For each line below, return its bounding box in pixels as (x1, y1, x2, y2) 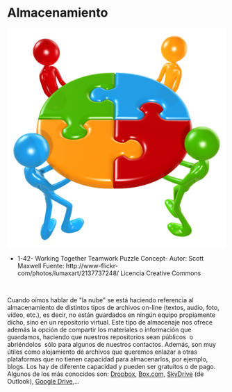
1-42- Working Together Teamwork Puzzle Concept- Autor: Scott (17, 254, 204, 262)
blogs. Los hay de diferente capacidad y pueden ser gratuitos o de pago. (7, 362, 216, 370)
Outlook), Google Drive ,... (7, 377, 80, 385)
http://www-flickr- (65, 261, 118, 270)
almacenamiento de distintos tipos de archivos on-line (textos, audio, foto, (7, 303, 220, 311)
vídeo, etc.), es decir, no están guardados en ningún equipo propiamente (7, 311, 216, 319)
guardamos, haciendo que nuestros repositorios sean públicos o (7, 332, 193, 341)
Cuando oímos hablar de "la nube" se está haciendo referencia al (7, 295, 194, 304)
